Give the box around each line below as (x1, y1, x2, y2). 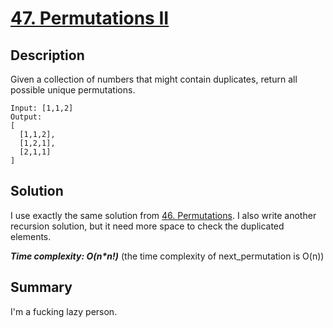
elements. (10, 230, 52, 242)
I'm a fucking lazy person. (10, 305, 118, 317)
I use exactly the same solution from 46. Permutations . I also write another (10, 209, 317, 221)
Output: (10, 112, 43, 122)
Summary (10, 279, 73, 296)
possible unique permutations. (10, 84, 136, 96)
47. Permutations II (10, 7, 170, 30)
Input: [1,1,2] (10, 103, 74, 113)
